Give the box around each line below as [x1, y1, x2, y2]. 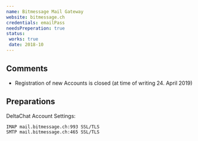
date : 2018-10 [8, 42, 44, 48]
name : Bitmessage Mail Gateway [6, 8, 84, 15]
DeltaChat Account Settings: [6, 112, 76, 119]
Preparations [6, 97, 55, 107]
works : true [8, 36, 39, 42]
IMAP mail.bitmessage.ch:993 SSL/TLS [6, 124, 100, 130]
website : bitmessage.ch [6, 14, 65, 20]
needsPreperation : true [6, 25, 65, 31]
